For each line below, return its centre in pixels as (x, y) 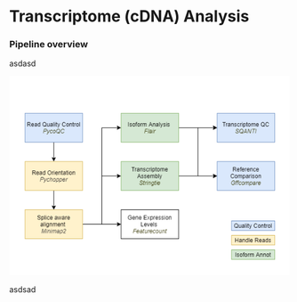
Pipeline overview (49, 45)
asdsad (23, 289)
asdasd (23, 63)
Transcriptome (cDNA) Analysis (129, 16)
